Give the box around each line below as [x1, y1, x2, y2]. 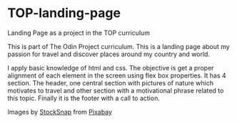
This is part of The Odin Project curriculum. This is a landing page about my [7, 42, 230, 50]
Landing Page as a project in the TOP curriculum [7, 28, 150, 37]
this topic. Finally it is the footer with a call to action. [7, 94, 161, 102]
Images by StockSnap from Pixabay [7, 107, 113, 116]
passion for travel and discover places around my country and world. [7, 50, 211, 58]
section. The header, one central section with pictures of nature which [7, 78, 214, 87]
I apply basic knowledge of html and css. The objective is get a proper [7, 63, 214, 72]
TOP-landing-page [7, 5, 121, 21]
